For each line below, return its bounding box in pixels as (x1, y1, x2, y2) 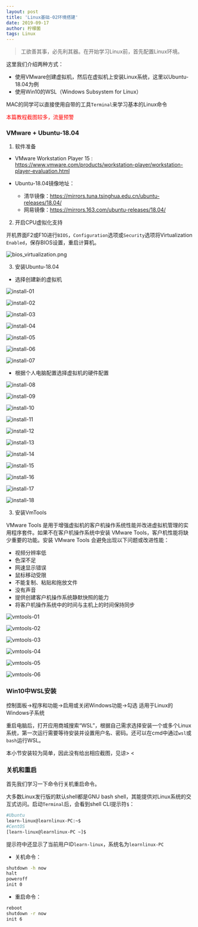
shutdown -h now (6, 865, 46, 871)
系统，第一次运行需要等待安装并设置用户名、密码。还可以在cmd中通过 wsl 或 (6, 729, 192, 736)
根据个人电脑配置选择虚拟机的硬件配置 (14, 369, 109, 377)
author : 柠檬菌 (6, 25, 41, 32)
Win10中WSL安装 (6, 687, 56, 695)
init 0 (6, 882, 23, 888)
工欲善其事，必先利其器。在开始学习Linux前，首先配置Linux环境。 (20, 48, 183, 55)
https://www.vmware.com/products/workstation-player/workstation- (14, 161, 183, 169)
